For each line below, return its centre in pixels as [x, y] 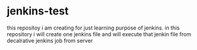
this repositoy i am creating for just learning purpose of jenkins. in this [93, 28]
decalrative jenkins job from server [50, 40]
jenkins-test [38, 11]
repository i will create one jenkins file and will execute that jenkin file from [99, 34]
